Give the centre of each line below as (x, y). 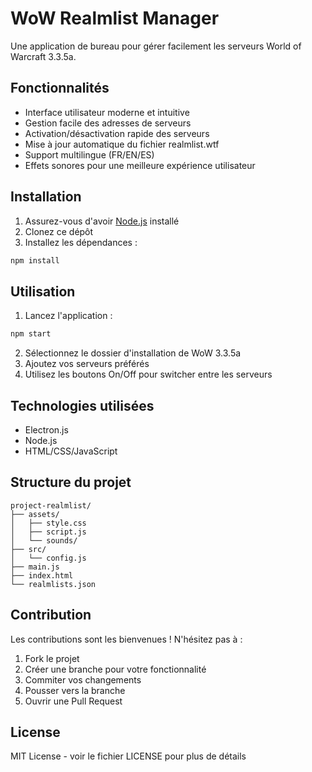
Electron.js (46, 429)
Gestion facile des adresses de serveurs (108, 123)
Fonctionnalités (60, 88)
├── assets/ (35, 514)
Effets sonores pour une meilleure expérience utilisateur (140, 165)
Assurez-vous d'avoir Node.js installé (102, 221)
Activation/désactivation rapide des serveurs (117, 133)
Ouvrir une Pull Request (73, 701)
